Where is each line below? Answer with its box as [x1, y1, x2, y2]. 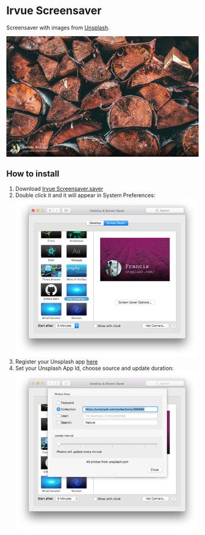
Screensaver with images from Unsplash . [6, 24, 110, 31]
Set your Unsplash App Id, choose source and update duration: [15, 364, 174, 372]
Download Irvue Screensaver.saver [15, 185, 104, 192]
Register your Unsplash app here [15, 357, 98, 365]
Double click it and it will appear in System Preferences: [15, 191, 156, 199]
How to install [6, 169, 60, 179]
